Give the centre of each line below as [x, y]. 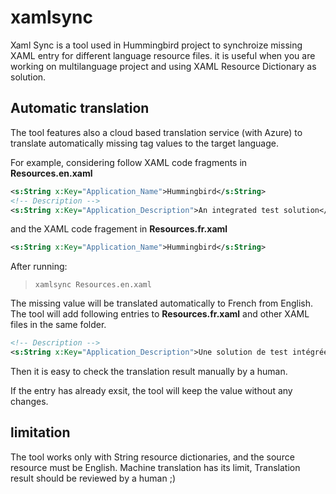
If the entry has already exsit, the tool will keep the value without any [151, 390]
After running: [39, 267]
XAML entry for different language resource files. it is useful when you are [163, 55]
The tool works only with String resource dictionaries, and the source [152, 457]
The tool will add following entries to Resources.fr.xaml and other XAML [160, 314]
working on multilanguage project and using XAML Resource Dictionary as [163, 66]
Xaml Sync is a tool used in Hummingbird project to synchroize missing [156, 45]
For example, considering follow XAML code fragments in [129, 162]
